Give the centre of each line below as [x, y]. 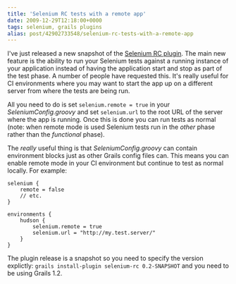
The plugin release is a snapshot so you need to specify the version [106, 259]
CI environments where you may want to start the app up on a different [110, 84]
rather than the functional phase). [56, 135]
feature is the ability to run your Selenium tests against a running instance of [118, 61]
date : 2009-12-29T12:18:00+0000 [55, 20]
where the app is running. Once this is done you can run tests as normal [112, 120]
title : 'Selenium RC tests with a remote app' [77, 14]
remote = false [42, 190]
